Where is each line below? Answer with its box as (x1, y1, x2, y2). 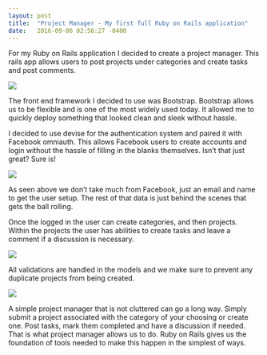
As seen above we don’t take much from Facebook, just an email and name (8, 185, 256, 195)
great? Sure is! (8, 154, 56, 164)
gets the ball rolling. (8, 202, 74, 212)
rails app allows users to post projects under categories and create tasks (8, 57, 248, 67)
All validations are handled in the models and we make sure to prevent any (8, 265, 253, 275)
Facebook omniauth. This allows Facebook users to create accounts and (8, 137, 247, 147)
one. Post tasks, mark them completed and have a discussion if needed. (8, 321, 246, 331)
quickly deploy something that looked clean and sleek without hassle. (8, 113, 237, 123)
